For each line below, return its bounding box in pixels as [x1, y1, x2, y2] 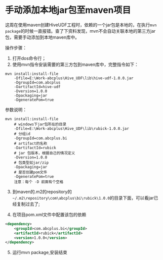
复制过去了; [16, 201, 41, 207]
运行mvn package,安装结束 [12, 250, 68, 256]
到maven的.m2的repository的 [12, 189, 72, 195]
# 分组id [14, 131, 31, 136]
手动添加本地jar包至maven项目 [5, 4, 131, 16]
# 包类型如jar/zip [14, 160, 49, 165]
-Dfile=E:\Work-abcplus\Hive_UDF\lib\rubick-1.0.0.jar [14, 126, 129, 131]
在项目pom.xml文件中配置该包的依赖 [12, 211, 86, 217]
